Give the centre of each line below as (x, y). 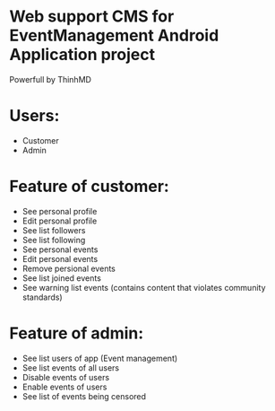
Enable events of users (64, 387)
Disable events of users (66, 377)
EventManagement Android (114, 35)
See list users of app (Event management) (100, 358)
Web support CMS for (92, 17)
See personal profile (60, 211)
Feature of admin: (77, 333)
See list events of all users (71, 367)
